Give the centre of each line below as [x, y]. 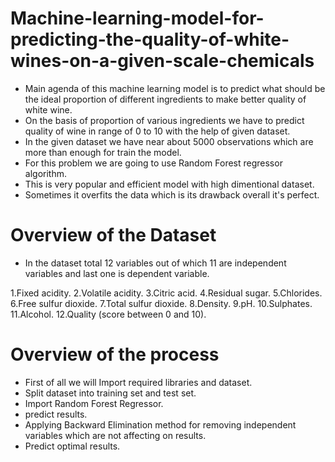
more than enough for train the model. [103, 152]
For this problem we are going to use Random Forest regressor [153, 163]
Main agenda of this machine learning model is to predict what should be [175, 88]
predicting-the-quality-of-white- [150, 39]
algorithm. [45, 173]
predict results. [56, 414]
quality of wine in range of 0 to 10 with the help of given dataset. [157, 131]
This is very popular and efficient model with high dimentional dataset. [169, 184]
